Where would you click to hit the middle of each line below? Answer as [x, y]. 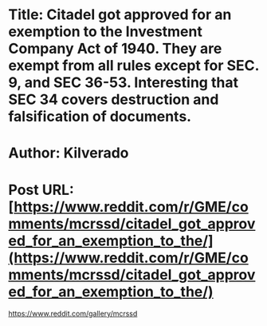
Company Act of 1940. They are [115, 49]
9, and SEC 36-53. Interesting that [124, 83]
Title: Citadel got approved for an [120, 15]
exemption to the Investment [106, 32]
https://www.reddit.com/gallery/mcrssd [73, 314]
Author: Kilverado [69, 153]
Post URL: [41, 190]
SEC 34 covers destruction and [114, 99]
